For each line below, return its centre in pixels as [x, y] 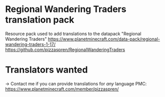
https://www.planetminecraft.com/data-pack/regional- [104, 39]
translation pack [40, 20]
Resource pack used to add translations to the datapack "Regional [73, 33]
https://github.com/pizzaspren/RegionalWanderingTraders [65, 49]
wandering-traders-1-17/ [30, 44]
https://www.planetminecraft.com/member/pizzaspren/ [62, 89]
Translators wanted [46, 70]
